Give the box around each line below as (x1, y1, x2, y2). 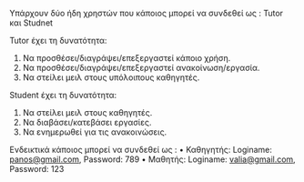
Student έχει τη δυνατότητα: (9, 90, 117, 100)
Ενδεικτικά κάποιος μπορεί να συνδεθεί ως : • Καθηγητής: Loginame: (9, 145, 273, 155)
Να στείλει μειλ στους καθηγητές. (22, 107, 153, 117)
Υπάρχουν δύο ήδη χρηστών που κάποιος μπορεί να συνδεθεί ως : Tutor (9, 8, 284, 18)
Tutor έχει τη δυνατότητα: (9, 35, 107, 45)
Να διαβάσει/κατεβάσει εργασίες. (22, 117, 152, 127)
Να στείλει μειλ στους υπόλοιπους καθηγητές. (22, 72, 200, 83)
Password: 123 (9, 164, 65, 174)
